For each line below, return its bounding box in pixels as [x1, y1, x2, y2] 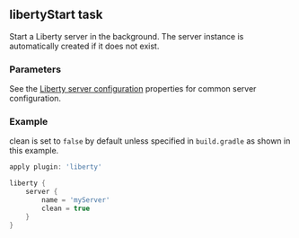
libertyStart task [9, 7, 103, 22]
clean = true [41, 204, 91, 213]
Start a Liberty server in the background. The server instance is [9, 31, 244, 41]
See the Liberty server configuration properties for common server [9, 84, 257, 94]
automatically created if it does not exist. [9, 40, 160, 51]
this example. [9, 145, 59, 156]
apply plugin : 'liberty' [9, 163, 102, 172]
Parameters [9, 63, 61, 75]
